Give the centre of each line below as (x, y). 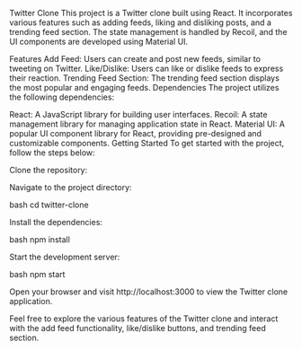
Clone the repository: (49, 170)
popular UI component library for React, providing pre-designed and (136, 133)
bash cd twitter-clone (49, 205)
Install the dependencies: (56, 222)
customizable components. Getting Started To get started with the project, (147, 143)
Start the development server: (65, 257)
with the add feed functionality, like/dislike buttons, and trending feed (138, 328)
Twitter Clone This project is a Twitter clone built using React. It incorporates (151, 13)
